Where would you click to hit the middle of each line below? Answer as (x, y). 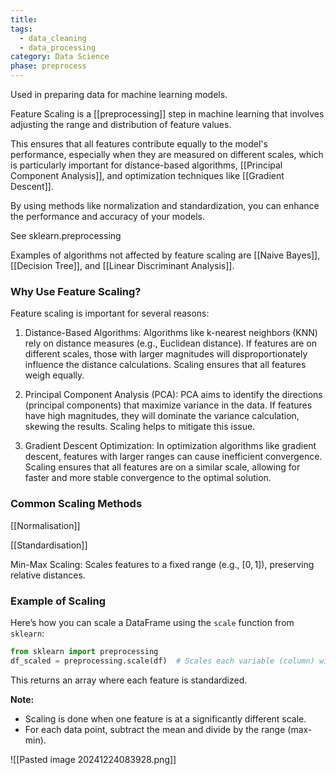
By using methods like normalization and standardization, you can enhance (165, 205)
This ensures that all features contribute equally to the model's (139, 144)
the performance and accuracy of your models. (107, 216)
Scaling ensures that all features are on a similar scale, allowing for (162, 467)
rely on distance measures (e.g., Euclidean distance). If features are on (170, 343)
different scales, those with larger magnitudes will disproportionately (166, 354)
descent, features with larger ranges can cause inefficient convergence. (173, 457)
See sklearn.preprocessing (66, 235)
